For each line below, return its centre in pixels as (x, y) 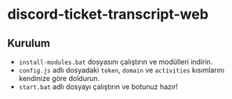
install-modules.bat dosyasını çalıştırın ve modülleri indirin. (116, 62)
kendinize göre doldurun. (59, 78)
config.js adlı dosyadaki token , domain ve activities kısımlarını (121, 70)
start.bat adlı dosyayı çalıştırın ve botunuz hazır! (98, 87)
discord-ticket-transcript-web (108, 14)
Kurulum (29, 43)
